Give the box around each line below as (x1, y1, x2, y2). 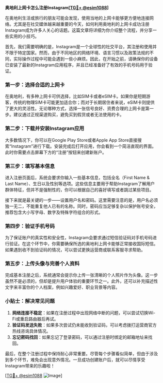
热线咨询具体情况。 (12, 328, 51, 334)
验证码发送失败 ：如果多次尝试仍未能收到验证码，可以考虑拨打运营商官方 (12, 322, 157, 328)
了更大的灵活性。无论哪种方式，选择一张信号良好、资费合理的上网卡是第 (5, 106, 149, 112)
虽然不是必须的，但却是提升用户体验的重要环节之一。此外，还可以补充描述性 (5, 278, 158, 284)
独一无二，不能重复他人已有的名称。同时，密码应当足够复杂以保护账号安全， (5, 203, 158, 209)
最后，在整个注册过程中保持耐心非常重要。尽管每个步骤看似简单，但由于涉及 (5, 350, 158, 356)
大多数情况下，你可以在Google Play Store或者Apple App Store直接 (5, 137, 138, 143)
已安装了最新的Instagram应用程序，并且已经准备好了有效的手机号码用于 (5, 62, 148, 68)
